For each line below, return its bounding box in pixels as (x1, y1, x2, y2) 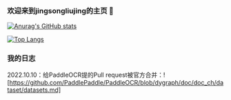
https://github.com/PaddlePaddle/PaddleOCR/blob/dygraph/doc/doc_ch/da (9, 78, 224, 86)
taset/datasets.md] (7, 86, 61, 94)
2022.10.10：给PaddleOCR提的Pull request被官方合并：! (7, 71, 165, 79)
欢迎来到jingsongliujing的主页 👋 (7, 5, 114, 15)
